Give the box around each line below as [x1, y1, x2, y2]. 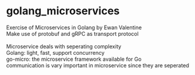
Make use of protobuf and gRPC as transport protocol [6, 30, 139, 37]
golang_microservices [6, 4, 120, 18]
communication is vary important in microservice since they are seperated [6, 61, 190, 69]
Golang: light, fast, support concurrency [6, 49, 105, 56]
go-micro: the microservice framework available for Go [6, 55, 142, 62]
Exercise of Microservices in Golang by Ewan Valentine [6, 24, 142, 31]
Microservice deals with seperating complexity [6, 43, 121, 50]
